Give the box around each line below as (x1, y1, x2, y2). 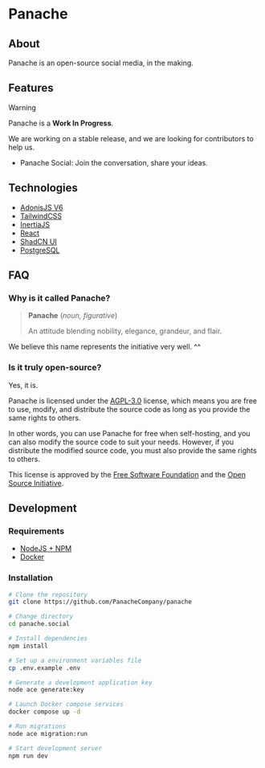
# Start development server (8, 744, 103, 752)
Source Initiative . (8, 478, 64, 488)
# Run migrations (8, 722, 67, 731)
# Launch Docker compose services (8, 701, 124, 709)
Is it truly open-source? (8, 362, 102, 374)
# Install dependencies (8, 635, 88, 643)
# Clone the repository (8, 590, 88, 598)
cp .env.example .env (8, 664, 81, 672)
